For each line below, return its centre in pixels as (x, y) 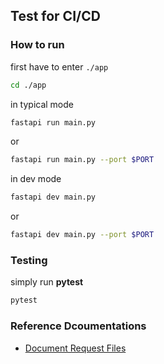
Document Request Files (75, 348)
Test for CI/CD (55, 16)
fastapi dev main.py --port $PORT (82, 235)
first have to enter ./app (59, 66)
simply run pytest (47, 282)
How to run (37, 45)
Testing (29, 260)
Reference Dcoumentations (78, 326)
